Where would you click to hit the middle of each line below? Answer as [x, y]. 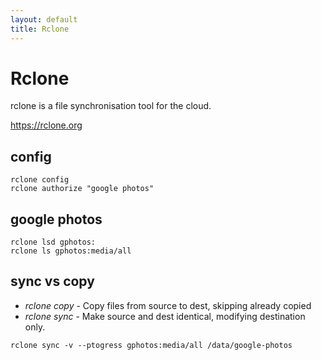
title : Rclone [40, 29]
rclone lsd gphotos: [53, 242]
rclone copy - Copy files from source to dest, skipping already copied [168, 305]
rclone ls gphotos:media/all [71, 251]
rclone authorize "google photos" [82, 189]
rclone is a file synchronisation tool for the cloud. [111, 106]
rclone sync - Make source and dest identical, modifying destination [165, 316]
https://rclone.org [46, 125]
